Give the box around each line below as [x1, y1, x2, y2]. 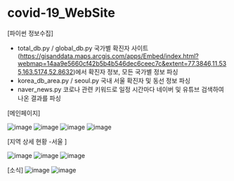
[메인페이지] [7, 109, 41, 117]
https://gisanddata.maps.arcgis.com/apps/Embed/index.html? [20, 51, 199, 60]
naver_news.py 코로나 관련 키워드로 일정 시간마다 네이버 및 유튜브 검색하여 [17, 85, 225, 93]
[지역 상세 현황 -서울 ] [7, 137, 67, 145]
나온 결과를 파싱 [17, 93, 61, 102]
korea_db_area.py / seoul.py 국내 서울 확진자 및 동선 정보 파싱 [17, 76, 191, 85]
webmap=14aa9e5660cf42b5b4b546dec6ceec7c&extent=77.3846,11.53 [17, 59, 227, 67]
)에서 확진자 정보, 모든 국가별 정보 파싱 [72, 67, 178, 76]
